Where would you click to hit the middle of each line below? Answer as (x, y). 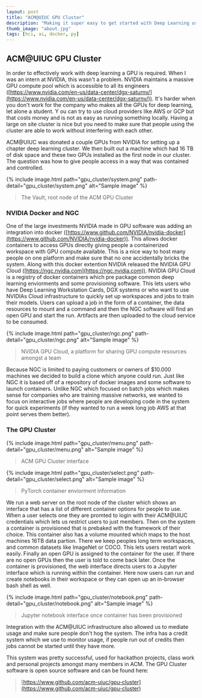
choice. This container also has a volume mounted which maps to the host (98, 534)
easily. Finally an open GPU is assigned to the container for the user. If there (100, 553)
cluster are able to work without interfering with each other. (80, 130)
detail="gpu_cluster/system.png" (47, 185)
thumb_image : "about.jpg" (38, 29)
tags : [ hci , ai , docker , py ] (43, 34)
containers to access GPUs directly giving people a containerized (87, 245)
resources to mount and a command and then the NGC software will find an (100, 309)
